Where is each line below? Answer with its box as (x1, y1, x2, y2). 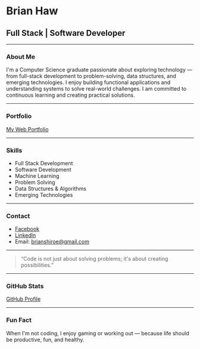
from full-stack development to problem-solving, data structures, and (6, 73, 177, 80)
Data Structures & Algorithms (14, 185, 86, 192)
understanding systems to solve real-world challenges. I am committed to (6, 85, 187, 92)
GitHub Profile (6, 295, 41, 302)
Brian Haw (6, 4, 58, 18)
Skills (6, 146, 23, 155)
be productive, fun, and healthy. (6, 336, 85, 343)
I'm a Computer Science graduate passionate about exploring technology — (6, 66, 192, 73)
